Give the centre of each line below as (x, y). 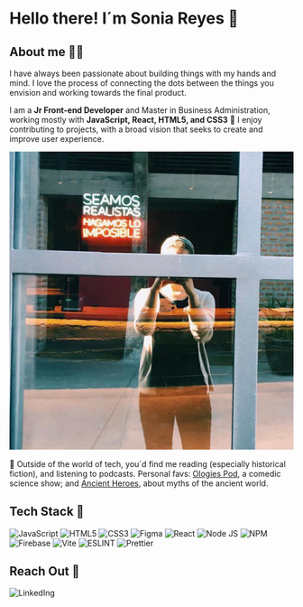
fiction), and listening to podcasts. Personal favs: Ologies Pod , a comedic (145, 473)
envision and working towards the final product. (98, 93)
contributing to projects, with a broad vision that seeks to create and (136, 129)
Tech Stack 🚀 (47, 512)
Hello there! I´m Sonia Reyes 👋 (124, 19)
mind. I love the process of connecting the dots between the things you (142, 83)
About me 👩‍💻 (46, 52)
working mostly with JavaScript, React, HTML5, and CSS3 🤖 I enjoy (136, 120)
